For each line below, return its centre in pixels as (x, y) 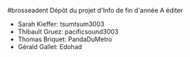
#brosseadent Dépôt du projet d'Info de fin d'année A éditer (95, 10)
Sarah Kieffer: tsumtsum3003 (61, 24)
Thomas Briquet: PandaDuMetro (65, 39)
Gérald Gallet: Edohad (50, 47)
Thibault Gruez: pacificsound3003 (68, 32)
